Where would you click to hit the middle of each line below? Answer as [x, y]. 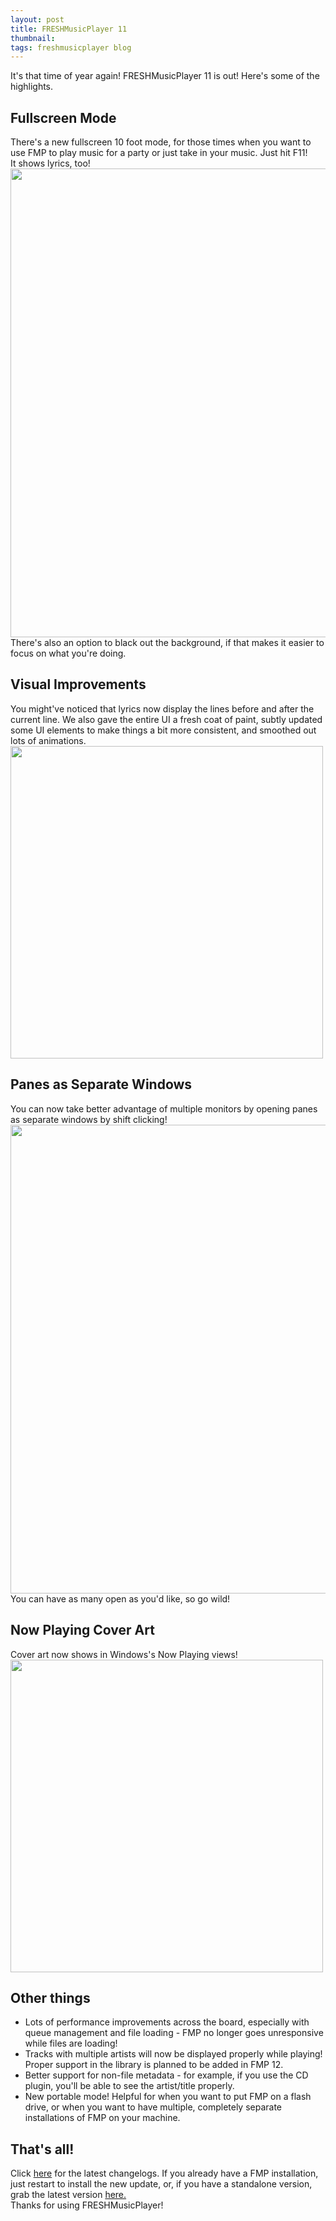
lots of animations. [48, 740]
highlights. [32, 87]
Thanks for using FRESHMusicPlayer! [87, 2205]
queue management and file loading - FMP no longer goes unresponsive [174, 2033]
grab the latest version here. [68, 2195]
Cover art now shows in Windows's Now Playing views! [124, 1654]
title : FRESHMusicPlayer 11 [69, 29]
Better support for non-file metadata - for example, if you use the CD [166, 2075]
